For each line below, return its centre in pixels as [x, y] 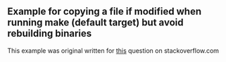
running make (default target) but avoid [95, 23]
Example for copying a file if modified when [105, 12]
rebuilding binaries [50, 33]
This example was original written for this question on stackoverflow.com [113, 50]
